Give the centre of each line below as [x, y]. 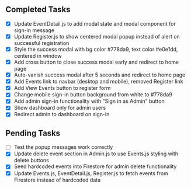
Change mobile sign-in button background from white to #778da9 [93, 95]
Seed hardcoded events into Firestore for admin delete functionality [95, 166]
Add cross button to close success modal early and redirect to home [96, 62]
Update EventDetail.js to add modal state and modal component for [95, 23]
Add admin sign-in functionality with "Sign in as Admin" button [89, 101]
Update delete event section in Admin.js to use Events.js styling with [96, 154]
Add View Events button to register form [62, 88]
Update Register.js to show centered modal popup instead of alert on [97, 36]
